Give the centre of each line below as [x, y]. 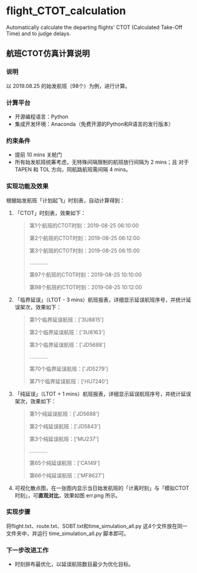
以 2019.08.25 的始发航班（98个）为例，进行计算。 [68, 86]
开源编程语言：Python [42, 116]
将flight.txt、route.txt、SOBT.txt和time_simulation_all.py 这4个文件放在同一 [97, 526]
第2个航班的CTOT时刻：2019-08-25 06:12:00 [85, 238]
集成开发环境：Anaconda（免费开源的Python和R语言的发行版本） [94, 124]
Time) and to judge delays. [39, 33]
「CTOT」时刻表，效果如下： [50, 213]
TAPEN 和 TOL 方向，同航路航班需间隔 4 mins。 [73, 170]
